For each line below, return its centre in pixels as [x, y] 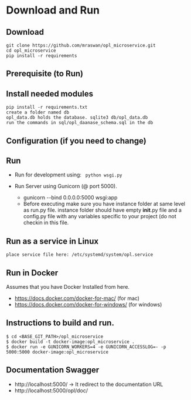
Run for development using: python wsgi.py [68, 175]
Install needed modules [50, 94]
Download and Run [53, 10]
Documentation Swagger [53, 370]
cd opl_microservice [31, 51]
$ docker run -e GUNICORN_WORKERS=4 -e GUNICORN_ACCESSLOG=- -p [86, 347]
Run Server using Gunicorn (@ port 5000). [66, 186]
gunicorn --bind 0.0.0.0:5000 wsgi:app [70, 198]
